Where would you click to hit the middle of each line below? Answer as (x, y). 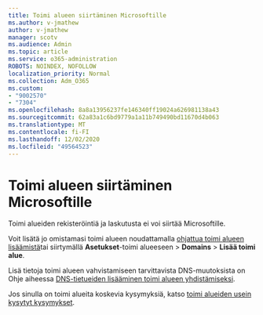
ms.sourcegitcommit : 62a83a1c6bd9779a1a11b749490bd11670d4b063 (114, 118)
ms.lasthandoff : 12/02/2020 (54, 139)
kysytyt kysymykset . (42, 302)
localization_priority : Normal (59, 74)
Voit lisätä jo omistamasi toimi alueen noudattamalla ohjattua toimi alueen (126, 239)
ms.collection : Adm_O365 (49, 81)
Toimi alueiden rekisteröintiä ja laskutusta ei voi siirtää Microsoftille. (117, 223)
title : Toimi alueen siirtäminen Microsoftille (88, 15)
